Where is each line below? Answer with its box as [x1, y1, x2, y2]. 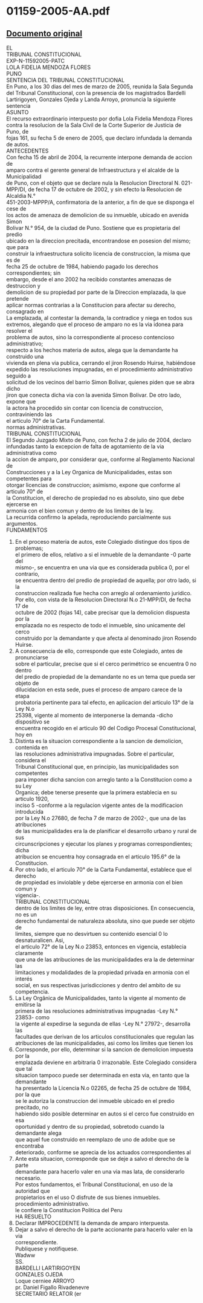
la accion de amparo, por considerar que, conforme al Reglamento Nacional [6, 456, 195, 463]
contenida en [14, 744, 48, 751]
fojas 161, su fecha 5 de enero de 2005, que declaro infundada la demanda [6, 134, 192, 142]
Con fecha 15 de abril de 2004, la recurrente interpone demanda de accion [6, 154, 192, 161]
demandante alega [14, 1129, 62, 1137]
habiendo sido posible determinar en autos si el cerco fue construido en [14, 1110, 195, 1117]
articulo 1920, [14, 795, 50, 802]
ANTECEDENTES [6, 147, 49, 154]
